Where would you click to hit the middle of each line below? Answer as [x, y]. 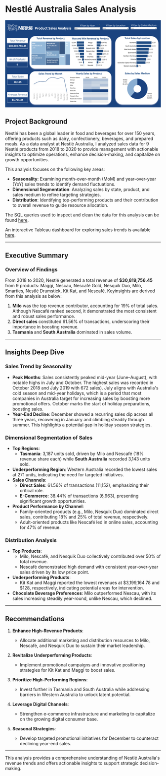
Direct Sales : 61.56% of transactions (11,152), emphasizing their [84, 485]
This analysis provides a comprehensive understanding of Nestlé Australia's [83, 758]
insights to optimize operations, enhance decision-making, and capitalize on [83, 154]
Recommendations [35, 619]
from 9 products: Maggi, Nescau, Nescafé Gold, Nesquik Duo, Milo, [74, 285]
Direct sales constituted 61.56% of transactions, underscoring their [81, 322]
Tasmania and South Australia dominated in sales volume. [72, 332]
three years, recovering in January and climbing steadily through [78, 419]
